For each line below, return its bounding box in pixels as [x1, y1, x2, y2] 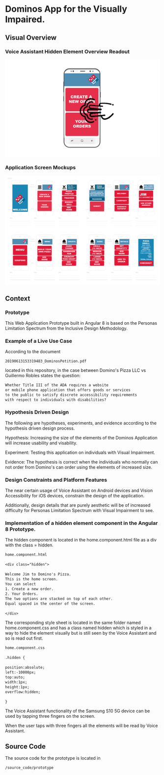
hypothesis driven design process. [5, 425, 75, 431]
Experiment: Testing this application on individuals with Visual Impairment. [5, 449, 156, 455]
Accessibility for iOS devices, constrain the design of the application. [5, 493, 145, 499]
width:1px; [5, 680, 27, 685]
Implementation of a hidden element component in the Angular [5, 519, 158, 526]
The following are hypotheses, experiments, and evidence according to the [5, 420, 157, 426]
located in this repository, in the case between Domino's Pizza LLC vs [5, 367, 146, 373]
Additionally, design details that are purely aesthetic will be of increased [5, 502, 151, 508]
